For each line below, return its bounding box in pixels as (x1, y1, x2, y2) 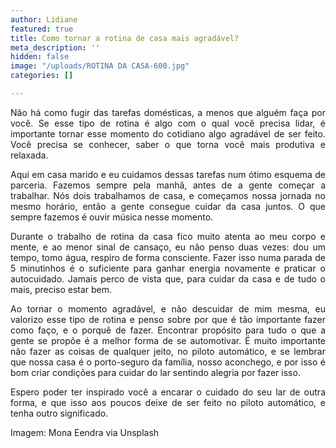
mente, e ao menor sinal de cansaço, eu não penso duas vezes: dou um (10, 241, 326, 253)
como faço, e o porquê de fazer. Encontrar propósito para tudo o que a (10, 324, 326, 336)
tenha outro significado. (10, 407, 109, 419)
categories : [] (10, 71, 74, 81)
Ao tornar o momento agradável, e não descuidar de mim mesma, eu (10, 302, 326, 315)
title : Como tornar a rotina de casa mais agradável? (10, 33, 240, 43)
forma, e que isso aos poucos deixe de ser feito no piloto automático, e (10, 396, 326, 408)
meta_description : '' (10, 42, 101, 53)
